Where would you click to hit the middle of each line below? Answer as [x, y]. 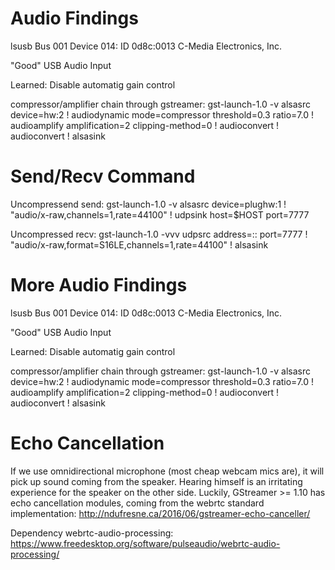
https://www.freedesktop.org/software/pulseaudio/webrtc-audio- [145, 543]
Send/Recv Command [103, 176]
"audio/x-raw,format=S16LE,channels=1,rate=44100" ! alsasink [139, 244]
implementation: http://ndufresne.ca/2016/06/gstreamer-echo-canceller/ [160, 513]
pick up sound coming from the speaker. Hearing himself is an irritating [156, 481]
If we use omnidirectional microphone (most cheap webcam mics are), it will [167, 471]
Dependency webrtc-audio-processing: [92, 533]
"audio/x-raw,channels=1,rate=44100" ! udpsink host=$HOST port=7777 [160, 214]
